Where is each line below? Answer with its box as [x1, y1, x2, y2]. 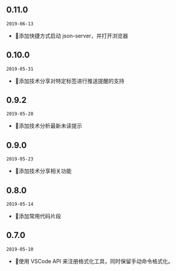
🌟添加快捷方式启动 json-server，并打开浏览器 [14, 32, 128, 39]
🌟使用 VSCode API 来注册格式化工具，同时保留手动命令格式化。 [14, 257, 174, 264]
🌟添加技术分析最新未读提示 [14, 122, 83, 129]
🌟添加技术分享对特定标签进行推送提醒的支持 [14, 77, 125, 84]
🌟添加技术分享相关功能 [14, 167, 72, 175]
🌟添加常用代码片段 [14, 213, 61, 220]
